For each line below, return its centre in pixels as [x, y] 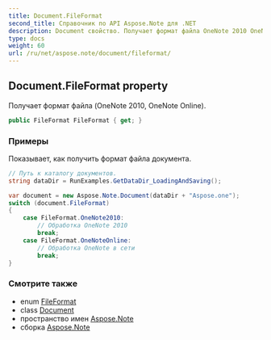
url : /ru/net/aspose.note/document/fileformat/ [90, 53]
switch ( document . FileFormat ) [59, 203]
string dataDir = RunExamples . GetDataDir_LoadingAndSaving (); [115, 181]
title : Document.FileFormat [56, 16]
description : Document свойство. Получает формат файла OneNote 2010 [128, 31]
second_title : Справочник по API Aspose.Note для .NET [102, 23]
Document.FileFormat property [88, 86]
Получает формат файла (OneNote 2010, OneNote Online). [107, 105]
